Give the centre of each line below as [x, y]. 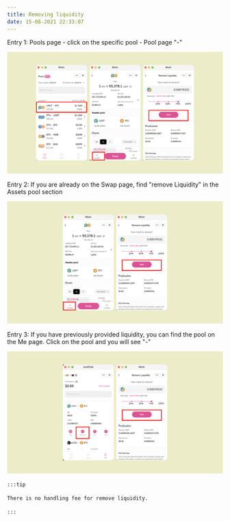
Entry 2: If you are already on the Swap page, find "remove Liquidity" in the [113, 184]
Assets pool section [35, 192]
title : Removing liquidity [46, 14]
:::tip [16, 485]
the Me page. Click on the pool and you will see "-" [79, 342]
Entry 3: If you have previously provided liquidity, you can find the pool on [111, 335]
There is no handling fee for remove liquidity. [78, 498]
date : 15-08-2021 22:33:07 [46, 22]
